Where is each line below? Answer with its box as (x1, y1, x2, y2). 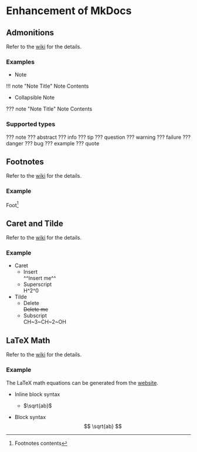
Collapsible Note (14, 94, 55, 101)
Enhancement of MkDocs (6, 4, 132, 18)
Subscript (23, 312, 47, 319)
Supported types (6, 120, 56, 128)
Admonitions (6, 28, 55, 38)
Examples (6, 58, 35, 66)
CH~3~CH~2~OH (23, 318, 66, 325)
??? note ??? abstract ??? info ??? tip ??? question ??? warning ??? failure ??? (6, 134, 191, 141)
